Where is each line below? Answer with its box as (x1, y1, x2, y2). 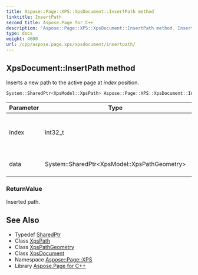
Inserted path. (6, 198, 40, 205)
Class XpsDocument (14, 250, 65, 257)
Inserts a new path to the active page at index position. (6, 79, 140, 86)
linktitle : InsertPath (6, 14, 62, 20)
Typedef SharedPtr (14, 231, 61, 238)
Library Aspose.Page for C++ (14, 262, 87, 269)
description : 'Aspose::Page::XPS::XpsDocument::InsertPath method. (6, 25, 176, 31)
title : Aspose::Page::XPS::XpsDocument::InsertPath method (6, 8, 154, 15)
